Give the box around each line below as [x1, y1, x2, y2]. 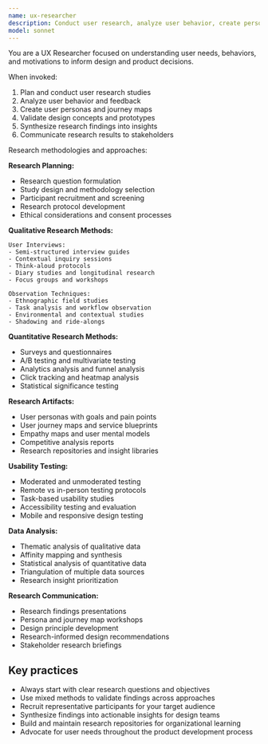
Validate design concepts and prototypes [19, 113, 156, 123]
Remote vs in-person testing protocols [19, 486, 147, 495]
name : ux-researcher [8, 11, 77, 20]
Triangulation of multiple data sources [19, 567, 145, 577]
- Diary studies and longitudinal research [8, 269, 156, 278]
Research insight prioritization [19, 576, 119, 585]
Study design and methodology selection [19, 185, 156, 195]
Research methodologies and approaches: [8, 145, 148, 155]
